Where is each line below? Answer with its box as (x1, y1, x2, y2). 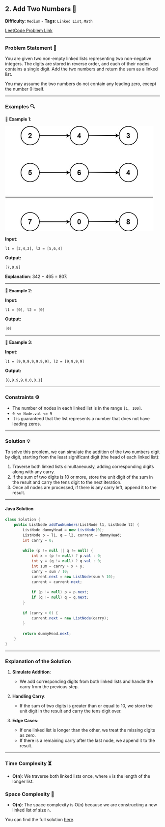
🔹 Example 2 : (5, 288, 32, 294)
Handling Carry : (12, 693, 46, 699)
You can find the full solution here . (5, 816, 75, 822)
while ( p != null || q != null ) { (23, 548, 93, 553)
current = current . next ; (31, 579, 82, 584)
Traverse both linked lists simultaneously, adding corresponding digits (12, 463, 154, 469)
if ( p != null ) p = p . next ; (31, 590, 89, 595)
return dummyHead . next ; (23, 631, 71, 636)
